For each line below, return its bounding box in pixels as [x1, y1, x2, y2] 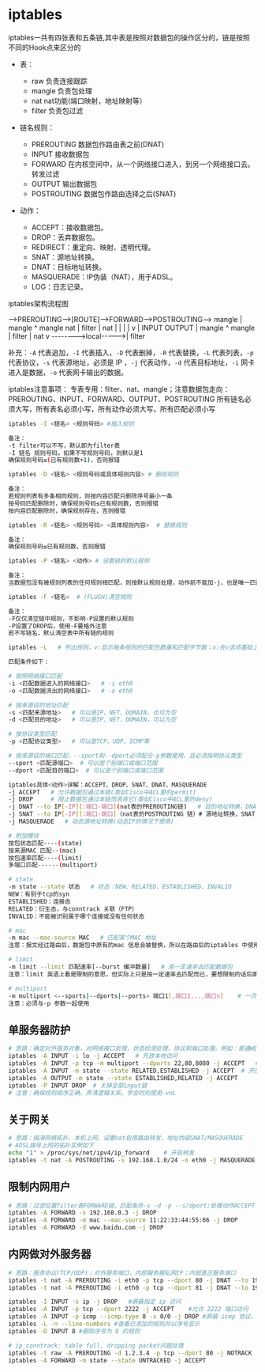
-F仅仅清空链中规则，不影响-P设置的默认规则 [8, 615, 134, 623]
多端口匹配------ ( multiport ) [8, 861, 99, 870]
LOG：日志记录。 [31, 282, 88, 291]
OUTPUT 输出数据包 [31, 179, 98, 188]
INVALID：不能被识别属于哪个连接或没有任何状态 [8, 912, 145, 920]
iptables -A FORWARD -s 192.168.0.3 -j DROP [8, 1209, 157, 1217]
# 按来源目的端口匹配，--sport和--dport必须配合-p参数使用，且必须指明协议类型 [8, 752, 242, 760]
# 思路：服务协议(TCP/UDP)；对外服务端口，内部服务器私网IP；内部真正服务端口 [8, 1268, 237, 1277]
